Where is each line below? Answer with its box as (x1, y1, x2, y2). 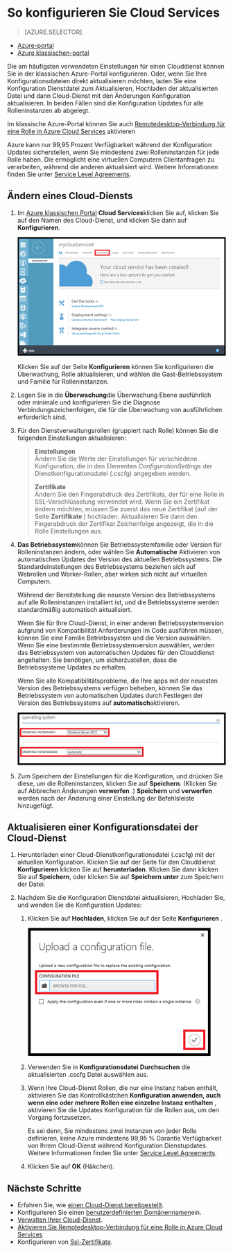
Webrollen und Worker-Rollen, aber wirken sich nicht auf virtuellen (17, 570, 207, 578)
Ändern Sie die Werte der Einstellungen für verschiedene (34, 454, 198, 463)
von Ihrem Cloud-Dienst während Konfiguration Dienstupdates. (27, 1141, 208, 1150)
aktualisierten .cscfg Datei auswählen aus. (27, 1071, 148, 1079)
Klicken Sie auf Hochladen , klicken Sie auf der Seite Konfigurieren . (27, 914, 223, 923)
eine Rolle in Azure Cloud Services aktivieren (7, 127, 136, 135)
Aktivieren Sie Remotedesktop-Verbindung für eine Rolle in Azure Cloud (17, 1223, 223, 1231)
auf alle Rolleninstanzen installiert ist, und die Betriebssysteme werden (17, 598, 220, 606)
